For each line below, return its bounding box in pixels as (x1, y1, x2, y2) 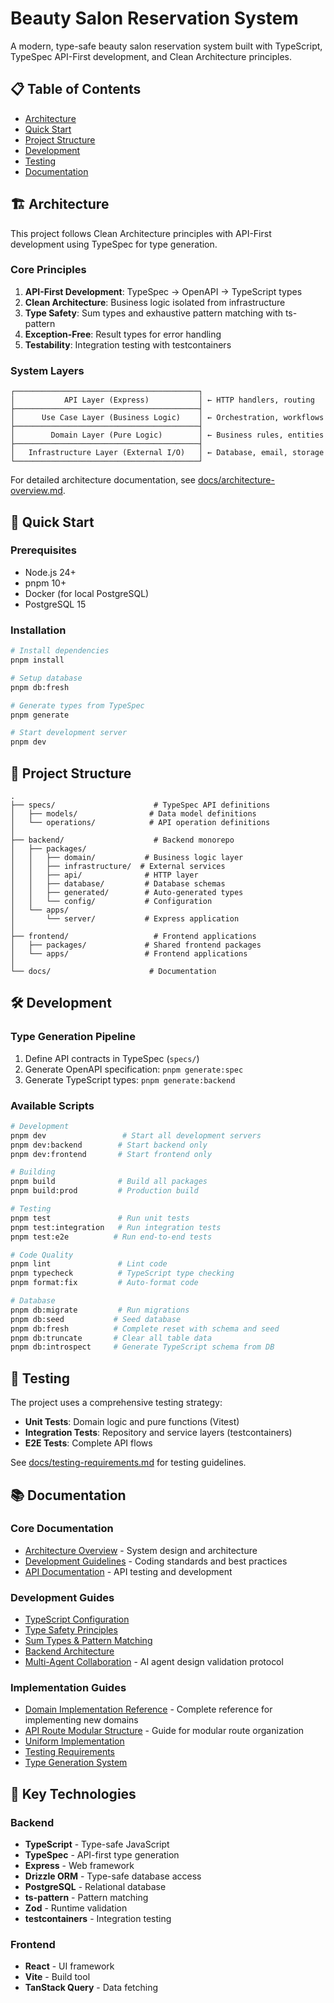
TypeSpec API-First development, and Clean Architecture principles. (10, 50, 293, 62)
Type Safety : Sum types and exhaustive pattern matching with (24, 307, 283, 319)
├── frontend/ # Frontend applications (10, 931, 257, 941)
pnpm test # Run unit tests (10, 1213, 190, 1223)
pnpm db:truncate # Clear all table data (10, 1333, 213, 1343)
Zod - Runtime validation (24, 1902, 128, 1914)
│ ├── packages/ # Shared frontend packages (10, 940, 262, 950)
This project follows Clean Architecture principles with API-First (10, 227, 272, 239)
